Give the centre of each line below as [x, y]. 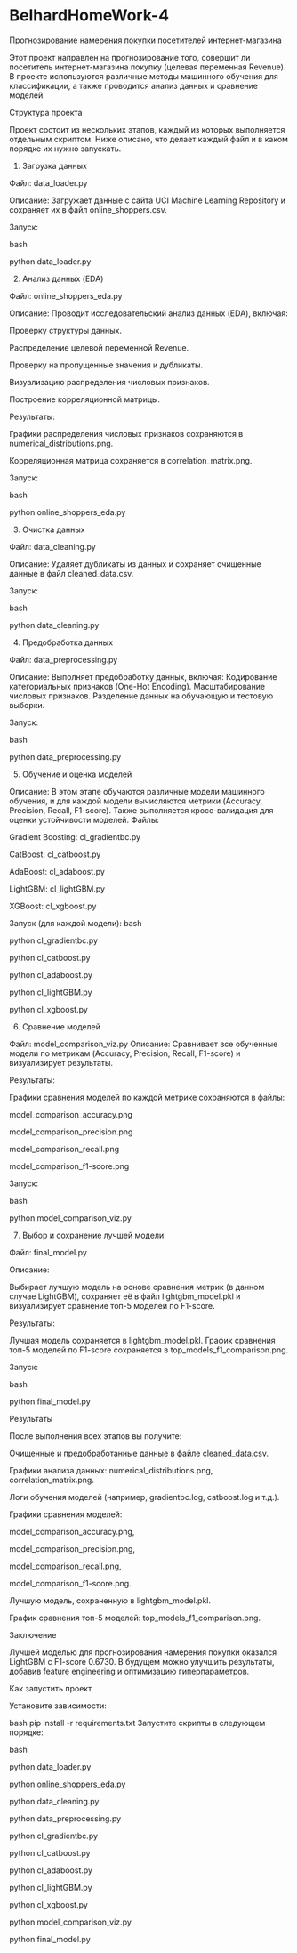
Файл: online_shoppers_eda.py [66, 295]
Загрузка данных [54, 165]
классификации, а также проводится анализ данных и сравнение [133, 85]
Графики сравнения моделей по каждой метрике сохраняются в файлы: [147, 1097]
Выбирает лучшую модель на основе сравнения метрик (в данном [137, 1287]
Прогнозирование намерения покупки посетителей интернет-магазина [145, 40]
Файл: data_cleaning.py [52, 546]
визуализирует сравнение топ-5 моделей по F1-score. [112, 1305]
